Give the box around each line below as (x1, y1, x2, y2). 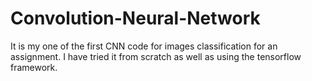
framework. (10, 61, 58, 73)
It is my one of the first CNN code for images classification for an (10, 40, 278, 52)
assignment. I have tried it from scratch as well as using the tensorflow (10, 50, 302, 62)
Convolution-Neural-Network (10, 7, 261, 30)
